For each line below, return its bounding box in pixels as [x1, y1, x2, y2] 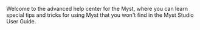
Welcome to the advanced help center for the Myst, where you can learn [6, 5, 188, 12]
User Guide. [6, 18, 36, 25]
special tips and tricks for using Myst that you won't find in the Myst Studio [6, 11, 194, 19]
